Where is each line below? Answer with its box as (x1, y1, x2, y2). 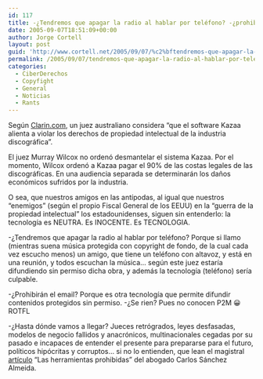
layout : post (8, 41, 51, 49)
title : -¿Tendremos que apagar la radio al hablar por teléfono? (8, 19, 225, 27)
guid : (8, 48, 26, 56)
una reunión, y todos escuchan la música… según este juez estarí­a (8, 258, 223, 268)
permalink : (8, 56, 44, 64)
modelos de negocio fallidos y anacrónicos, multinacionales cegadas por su (8, 330, 253, 340)
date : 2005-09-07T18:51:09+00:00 (8, 26, 117, 34)
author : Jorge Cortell (8, 33, 82, 42)
